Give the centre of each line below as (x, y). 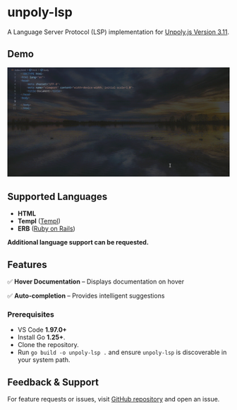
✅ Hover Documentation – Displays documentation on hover (96, 281)
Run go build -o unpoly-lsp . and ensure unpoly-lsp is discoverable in (122, 352)
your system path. (44, 360)
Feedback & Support (53, 382)
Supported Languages (57, 196)
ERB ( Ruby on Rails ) (46, 229)
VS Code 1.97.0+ (42, 330)
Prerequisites (31, 314)
